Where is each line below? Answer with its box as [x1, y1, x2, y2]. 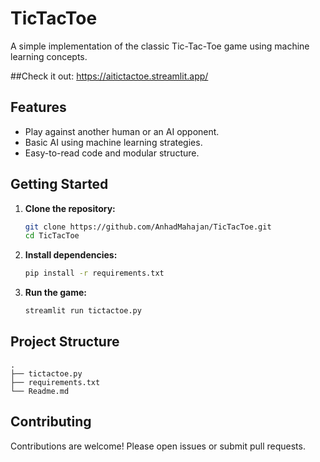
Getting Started [10, 176, 109, 193]
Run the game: [24, 287, 88, 299]
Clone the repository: [24, 202, 116, 214]
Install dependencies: [24, 249, 118, 261]
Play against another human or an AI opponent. [24, 125, 220, 137]
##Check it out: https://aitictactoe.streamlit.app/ [10, 70, 209, 82]
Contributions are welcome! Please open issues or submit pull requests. [10, 440, 306, 452]
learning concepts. [10, 50, 88, 62]
